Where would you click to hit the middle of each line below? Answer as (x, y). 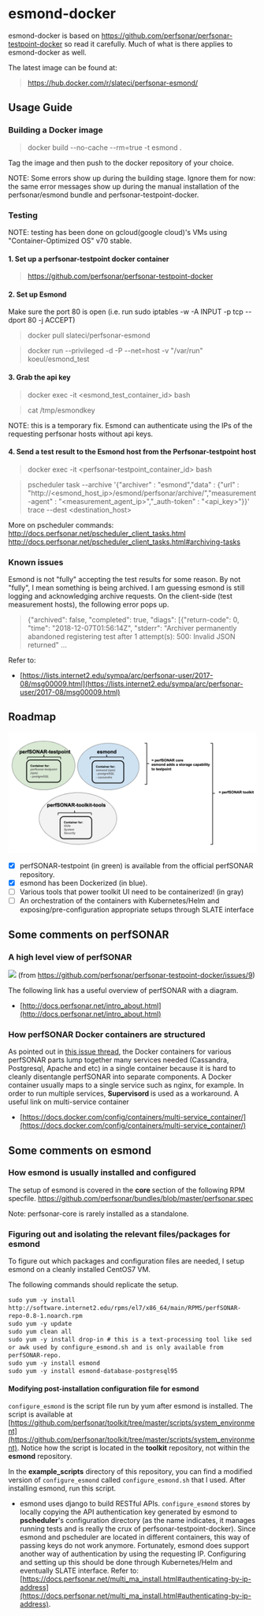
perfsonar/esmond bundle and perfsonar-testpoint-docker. (104, 195)
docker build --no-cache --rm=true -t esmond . (105, 147)
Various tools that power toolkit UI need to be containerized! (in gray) (132, 892)
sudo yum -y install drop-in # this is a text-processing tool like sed (130, 1340)
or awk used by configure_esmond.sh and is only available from (116, 1348)
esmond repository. (40, 1457)
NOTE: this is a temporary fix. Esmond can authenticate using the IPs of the (130, 425)
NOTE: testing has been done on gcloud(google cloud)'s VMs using (117, 232)
